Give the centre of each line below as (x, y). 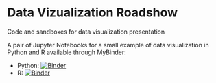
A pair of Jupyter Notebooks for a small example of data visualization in (108, 45)
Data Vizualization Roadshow (93, 13)
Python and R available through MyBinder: (67, 52)
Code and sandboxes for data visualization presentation (86, 32)
